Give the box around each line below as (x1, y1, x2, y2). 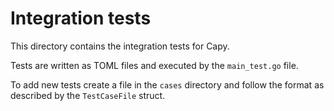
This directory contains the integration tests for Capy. (10, 40, 230, 52)
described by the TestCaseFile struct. (10, 89, 166, 101)
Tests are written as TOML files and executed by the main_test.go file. (10, 59, 299, 71)
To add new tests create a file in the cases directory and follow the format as (10, 78, 325, 91)
